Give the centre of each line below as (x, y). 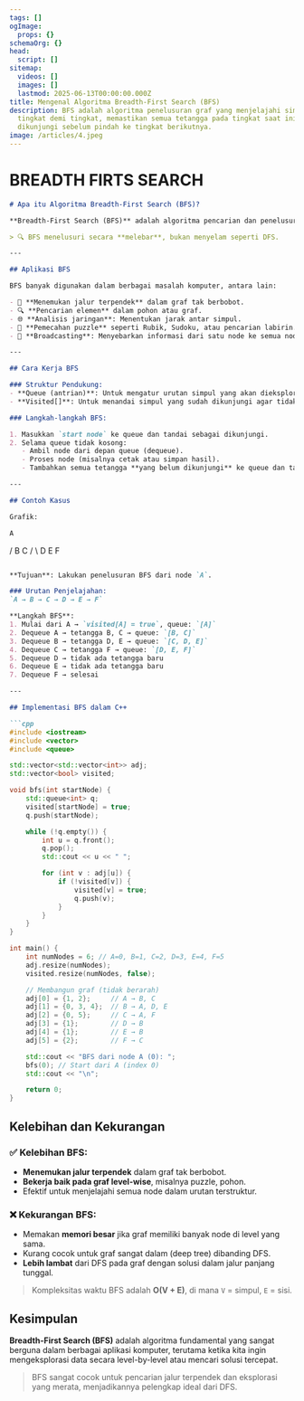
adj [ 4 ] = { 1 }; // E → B (85, 1032)
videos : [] (38, 77)
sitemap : (26, 69)
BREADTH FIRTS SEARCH (106, 180)
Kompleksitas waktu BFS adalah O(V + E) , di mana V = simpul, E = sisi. (161, 1291)
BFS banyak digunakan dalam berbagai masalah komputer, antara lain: (143, 286)
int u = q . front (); (79, 840)
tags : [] (26, 18)
